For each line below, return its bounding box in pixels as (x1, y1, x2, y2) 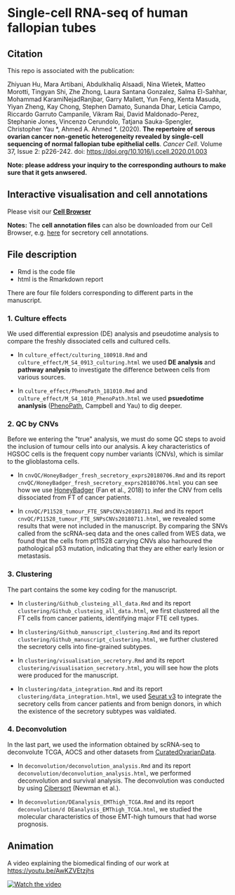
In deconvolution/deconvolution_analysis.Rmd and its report (17, 761, 192, 770)
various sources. (17, 372, 66, 381)
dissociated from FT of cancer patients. (17, 493, 132, 502)
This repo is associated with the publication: (7, 67, 135, 74)
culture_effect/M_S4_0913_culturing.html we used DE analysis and (17, 358, 215, 366)
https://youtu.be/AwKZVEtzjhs (7, 866, 95, 875)
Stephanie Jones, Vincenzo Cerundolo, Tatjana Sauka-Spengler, (7, 117, 193, 126)
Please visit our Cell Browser (7, 207, 91, 216)
